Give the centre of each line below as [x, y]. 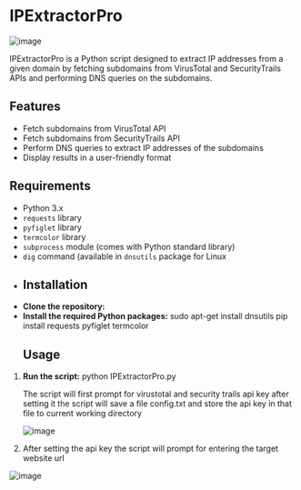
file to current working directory [82, 414]
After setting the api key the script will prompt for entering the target [150, 449]
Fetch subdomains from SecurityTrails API [101, 138]
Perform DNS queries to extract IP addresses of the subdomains [143, 147]
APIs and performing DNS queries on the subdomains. [111, 77]
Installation [55, 284]
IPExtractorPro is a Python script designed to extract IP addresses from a [146, 58]
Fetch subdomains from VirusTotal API [94, 128]
